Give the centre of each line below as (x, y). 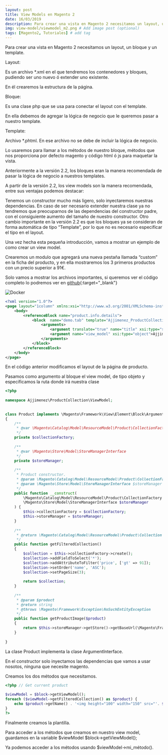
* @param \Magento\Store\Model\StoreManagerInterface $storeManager (89, 484)
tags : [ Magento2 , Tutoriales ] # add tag (48, 33)
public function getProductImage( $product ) (60, 619)
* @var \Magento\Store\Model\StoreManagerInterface (71, 451)
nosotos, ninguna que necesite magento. (47, 666)
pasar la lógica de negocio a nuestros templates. (55, 176)
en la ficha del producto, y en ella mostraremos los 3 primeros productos (80, 262)
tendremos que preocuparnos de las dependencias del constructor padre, (81, 211)
